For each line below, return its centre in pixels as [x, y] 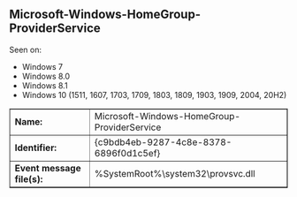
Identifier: [36, 148]
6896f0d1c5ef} [127, 153]
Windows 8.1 [45, 85]
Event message [48, 168]
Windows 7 [42, 66]
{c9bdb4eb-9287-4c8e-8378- [163, 142]
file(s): [29, 178]
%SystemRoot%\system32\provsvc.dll [175, 173]
